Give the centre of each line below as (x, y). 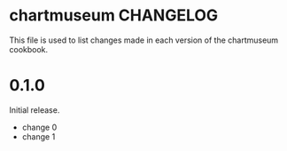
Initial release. (35, 110)
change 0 (39, 127)
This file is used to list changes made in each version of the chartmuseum (144, 40)
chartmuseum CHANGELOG (114, 16)
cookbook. (29, 49)
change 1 (39, 136)
